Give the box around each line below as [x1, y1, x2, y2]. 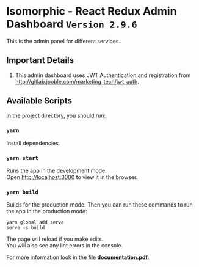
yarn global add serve [6, 219, 64, 225]
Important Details [6, 55, 74, 65]
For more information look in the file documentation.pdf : [6, 254, 150, 261]
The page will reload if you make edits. [6, 235, 104, 243]
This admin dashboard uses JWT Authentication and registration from [15, 71, 191, 79]
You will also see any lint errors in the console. [6, 242, 123, 249]
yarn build [6, 189, 38, 196]
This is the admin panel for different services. [6, 37, 121, 45]
